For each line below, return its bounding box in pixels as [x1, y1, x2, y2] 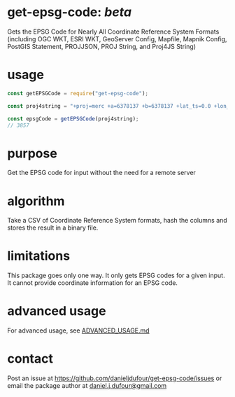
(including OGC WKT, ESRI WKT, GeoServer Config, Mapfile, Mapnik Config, [7, 34, 227, 43]
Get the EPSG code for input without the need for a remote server [7, 169, 196, 177]
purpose [7, 145, 57, 161]
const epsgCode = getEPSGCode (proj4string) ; [7, 115, 139, 123]
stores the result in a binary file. [7, 223, 99, 232]
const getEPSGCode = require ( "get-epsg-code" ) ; [7, 90, 149, 97]
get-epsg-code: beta [7, 4, 131, 20]
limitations [7, 248, 71, 264]
